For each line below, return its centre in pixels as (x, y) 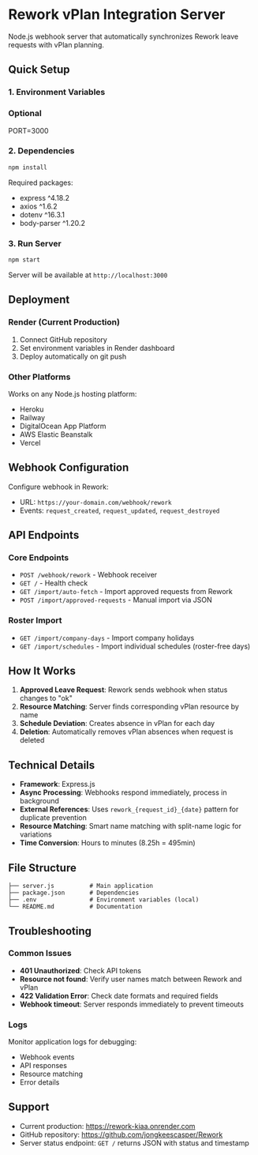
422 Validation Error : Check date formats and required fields (119, 995)
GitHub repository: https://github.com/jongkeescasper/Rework (121, 1134)
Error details (39, 1082)
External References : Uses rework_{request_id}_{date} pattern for (129, 809)
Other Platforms (39, 377)
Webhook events (47, 1057)
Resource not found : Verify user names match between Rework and (131, 979)
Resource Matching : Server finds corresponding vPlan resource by (129, 707)
